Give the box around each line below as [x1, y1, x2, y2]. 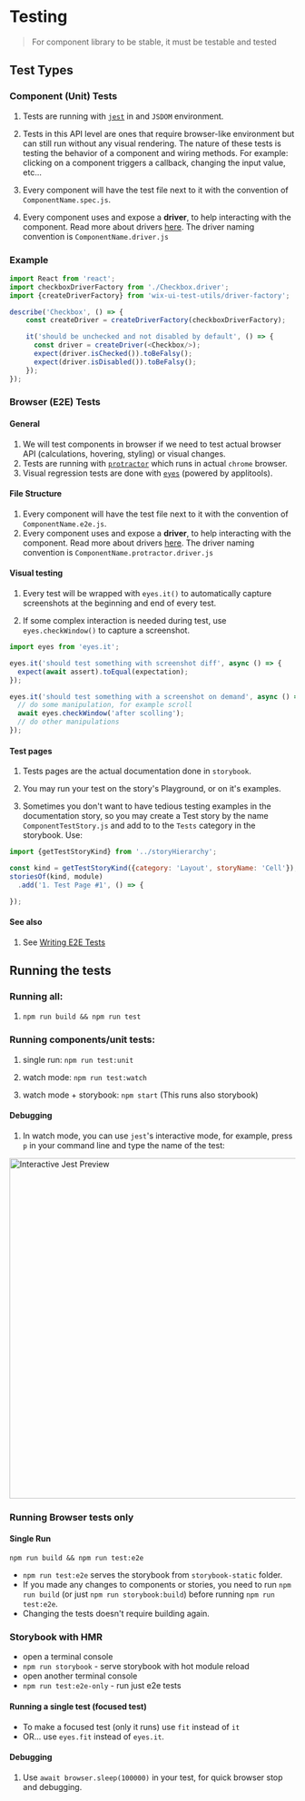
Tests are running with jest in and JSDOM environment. [22, 111, 224, 122]
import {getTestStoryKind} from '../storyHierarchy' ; [9, 847, 218, 857]
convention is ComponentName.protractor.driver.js [22, 546, 213, 557]
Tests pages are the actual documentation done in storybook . [22, 765, 252, 777]
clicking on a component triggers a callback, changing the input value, [22, 157, 286, 168]
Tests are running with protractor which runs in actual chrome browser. [22, 458, 288, 468]
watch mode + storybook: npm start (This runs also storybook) [22, 1089, 259, 1100]
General [9, 418, 41, 429]
